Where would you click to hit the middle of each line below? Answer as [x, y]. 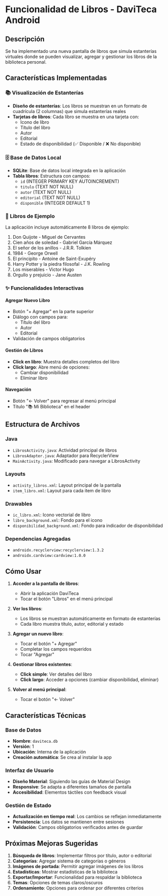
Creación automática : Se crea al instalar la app [62, 757]
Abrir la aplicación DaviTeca [49, 594]
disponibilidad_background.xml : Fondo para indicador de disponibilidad [88, 526]
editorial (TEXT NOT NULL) [50, 198]
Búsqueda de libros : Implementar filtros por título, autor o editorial [82, 856]
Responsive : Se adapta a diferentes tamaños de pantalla [72, 787]
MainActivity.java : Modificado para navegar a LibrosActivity [76, 461]
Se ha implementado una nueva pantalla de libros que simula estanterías [81, 51]
